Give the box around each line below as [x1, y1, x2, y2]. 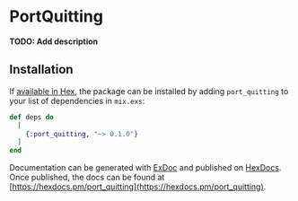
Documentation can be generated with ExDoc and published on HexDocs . [9, 162, 282, 173]
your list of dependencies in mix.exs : [9, 95, 145, 106]
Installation [9, 62, 74, 77]
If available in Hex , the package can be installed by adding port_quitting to [9, 85, 289, 96]
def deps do [9, 112, 54, 122]
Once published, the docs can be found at [9, 172, 165, 183]
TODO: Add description [9, 36, 99, 47]
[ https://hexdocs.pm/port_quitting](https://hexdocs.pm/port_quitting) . [9, 181, 267, 192]
